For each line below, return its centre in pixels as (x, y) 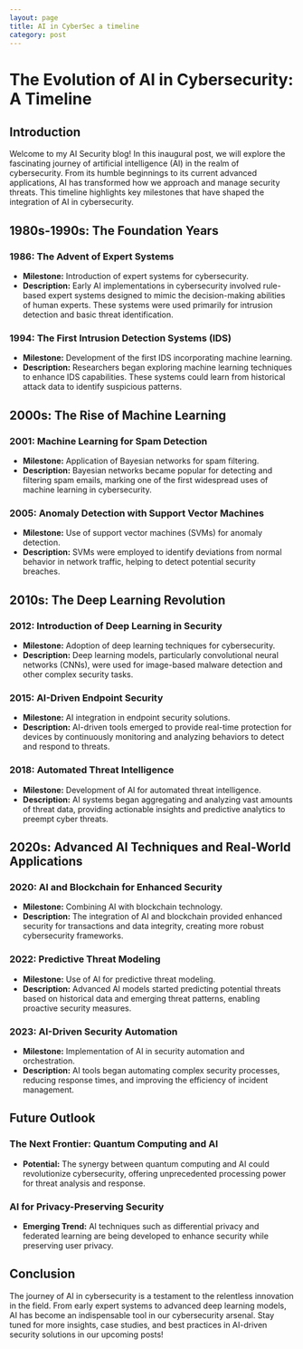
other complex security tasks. (78, 674)
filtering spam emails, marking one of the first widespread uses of (145, 480)
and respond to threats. (66, 747)
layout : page (34, 18)
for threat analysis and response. (84, 1183)
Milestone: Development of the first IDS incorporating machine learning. (157, 358)
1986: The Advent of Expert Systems (92, 257)
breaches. (41, 571)
